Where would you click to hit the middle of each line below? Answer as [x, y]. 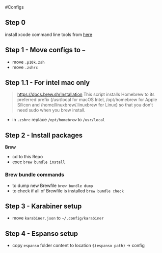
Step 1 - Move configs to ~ [45, 50]
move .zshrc [25, 67]
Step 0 [15, 22]
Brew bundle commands [35, 175]
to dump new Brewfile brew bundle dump [53, 185]
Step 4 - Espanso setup [42, 234]
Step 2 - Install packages [44, 135]
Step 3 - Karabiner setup [43, 206]
